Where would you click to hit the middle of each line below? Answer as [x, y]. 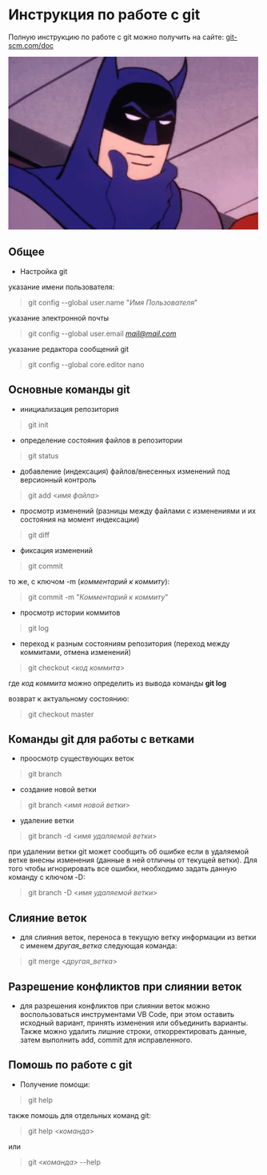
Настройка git [44, 271]
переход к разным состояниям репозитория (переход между [125, 644]
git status [43, 455]
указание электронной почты [59, 317]
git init [38, 424]
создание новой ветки [58, 789]
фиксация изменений [56, 550]
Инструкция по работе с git [104, 15]
